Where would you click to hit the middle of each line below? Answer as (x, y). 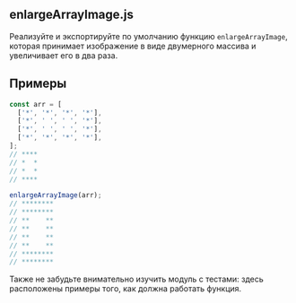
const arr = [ (36, 104)
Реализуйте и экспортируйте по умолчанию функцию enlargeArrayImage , (149, 36)
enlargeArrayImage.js (72, 15)
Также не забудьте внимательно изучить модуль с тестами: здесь (137, 279)
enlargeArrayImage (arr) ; (56, 195)
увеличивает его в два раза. (64, 55)
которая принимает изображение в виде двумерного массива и (133, 46)
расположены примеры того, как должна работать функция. (126, 289)
